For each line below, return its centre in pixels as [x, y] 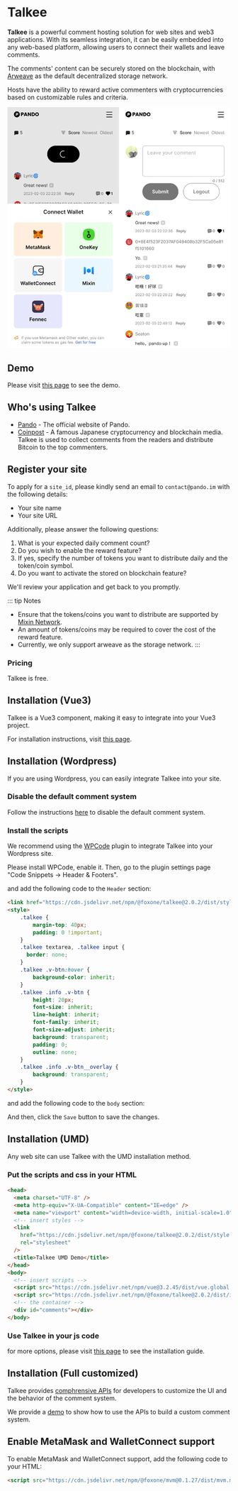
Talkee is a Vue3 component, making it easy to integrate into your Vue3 [112, 717]
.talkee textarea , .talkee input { [73, 947]
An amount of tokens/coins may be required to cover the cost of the [117, 629]
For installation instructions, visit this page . [70, 739]
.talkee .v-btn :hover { [55, 970]
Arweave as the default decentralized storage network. [87, 76]
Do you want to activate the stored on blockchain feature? [102, 573]
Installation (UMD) [49, 1139]
